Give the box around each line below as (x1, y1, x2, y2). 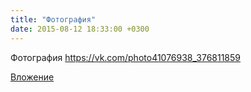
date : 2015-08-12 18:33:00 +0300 (10, 24, 150, 34)
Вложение (10, 71, 55, 83)
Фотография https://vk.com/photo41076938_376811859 (10, 51, 242, 63)
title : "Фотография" (10, 14, 97, 25)
